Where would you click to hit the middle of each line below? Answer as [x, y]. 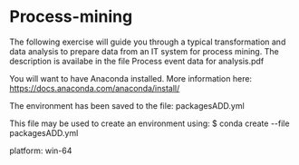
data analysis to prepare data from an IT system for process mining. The [144, 51]
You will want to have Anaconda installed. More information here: [130, 78]
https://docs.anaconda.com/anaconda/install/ [95, 88]
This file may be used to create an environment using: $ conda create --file [149, 123]
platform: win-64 [41, 150]
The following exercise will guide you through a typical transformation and [148, 42]
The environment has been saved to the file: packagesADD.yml [127, 105]
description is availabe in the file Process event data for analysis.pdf [137, 61]
